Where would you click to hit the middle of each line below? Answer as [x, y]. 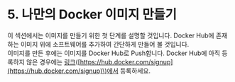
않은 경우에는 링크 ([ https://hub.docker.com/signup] [99, 61]
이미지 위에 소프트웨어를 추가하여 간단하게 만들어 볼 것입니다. [105, 44]
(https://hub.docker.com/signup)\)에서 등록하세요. [79, 71]
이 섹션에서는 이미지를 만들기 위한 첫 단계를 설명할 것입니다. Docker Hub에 [111, 35]
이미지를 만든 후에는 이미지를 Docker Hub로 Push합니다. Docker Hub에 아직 [114, 53]
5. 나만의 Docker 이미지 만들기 [92, 14]
